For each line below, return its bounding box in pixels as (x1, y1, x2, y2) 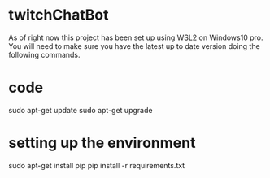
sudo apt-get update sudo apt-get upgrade (8, 105, 153, 115)
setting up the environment (8, 134, 196, 152)
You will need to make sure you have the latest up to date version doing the (8, 41, 260, 50)
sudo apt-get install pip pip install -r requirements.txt (8, 160, 185, 170)
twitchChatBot (8, 6, 109, 24)
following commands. (8, 50, 81, 59)
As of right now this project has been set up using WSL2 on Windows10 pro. (8, 33, 263, 42)
